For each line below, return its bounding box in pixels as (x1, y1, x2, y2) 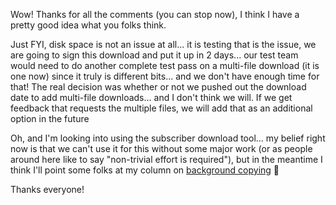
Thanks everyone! (10, 184, 85, 195)
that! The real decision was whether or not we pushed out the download (10, 81, 307, 93)
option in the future (10, 113, 90, 124)
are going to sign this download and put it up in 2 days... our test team (10, 49, 299, 61)
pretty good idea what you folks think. (10, 19, 167, 31)
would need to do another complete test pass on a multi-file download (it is (10, 60, 320, 71)
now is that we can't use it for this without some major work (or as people (10, 143, 313, 154)
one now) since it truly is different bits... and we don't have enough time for (10, 70, 320, 82)
